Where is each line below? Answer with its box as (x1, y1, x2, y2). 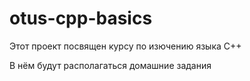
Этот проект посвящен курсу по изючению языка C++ (9, 40, 242, 52)
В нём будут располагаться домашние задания (9, 59, 212, 71)
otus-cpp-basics (9, 7, 153, 30)
